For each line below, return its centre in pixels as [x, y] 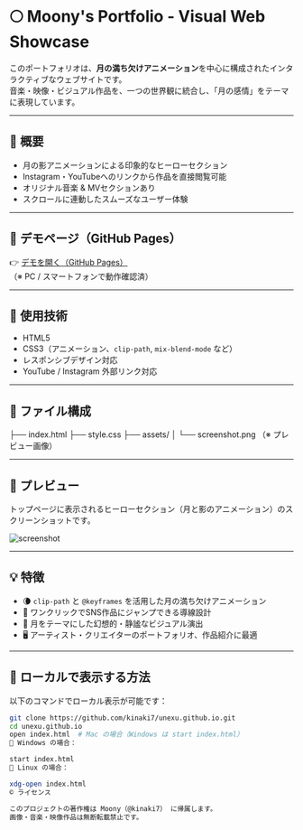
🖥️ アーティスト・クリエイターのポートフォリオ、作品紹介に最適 [140, 634]
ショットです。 [68, 520]
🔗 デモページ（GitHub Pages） [96, 239]
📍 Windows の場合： [43, 743]
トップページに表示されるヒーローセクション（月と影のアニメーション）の [147, 509]
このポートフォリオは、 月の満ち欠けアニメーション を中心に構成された [140, 68]
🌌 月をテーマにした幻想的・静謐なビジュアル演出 [113, 623]
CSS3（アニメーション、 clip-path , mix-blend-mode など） [129, 349]
